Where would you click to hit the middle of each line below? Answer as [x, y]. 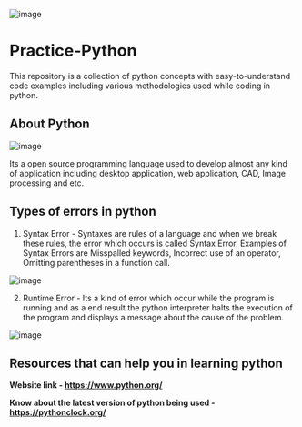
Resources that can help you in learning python [146, 363]
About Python [50, 124]
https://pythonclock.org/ [58, 412]
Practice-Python [73, 51]
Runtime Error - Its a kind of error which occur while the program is [148, 298]
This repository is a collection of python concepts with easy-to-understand [150, 76]
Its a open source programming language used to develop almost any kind [149, 163]
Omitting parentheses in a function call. [96, 262]
